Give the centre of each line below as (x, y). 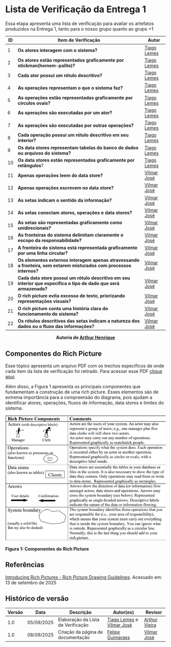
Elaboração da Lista (79, 619)
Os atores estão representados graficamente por (71, 60)
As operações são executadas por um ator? (65, 113)
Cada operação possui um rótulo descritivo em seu (73, 135)
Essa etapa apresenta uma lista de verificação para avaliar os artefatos (80, 23)
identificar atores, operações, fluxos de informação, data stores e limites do (85, 403)
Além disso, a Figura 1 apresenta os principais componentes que (73, 387)
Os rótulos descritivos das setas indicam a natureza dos (79, 321)
